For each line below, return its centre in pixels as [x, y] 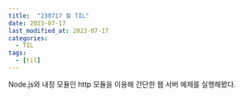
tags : [17, 53]
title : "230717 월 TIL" [49, 16]
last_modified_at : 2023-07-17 [59, 30]
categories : [28, 38]
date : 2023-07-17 [37, 23]
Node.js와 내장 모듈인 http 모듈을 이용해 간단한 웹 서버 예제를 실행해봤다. [122, 84]
